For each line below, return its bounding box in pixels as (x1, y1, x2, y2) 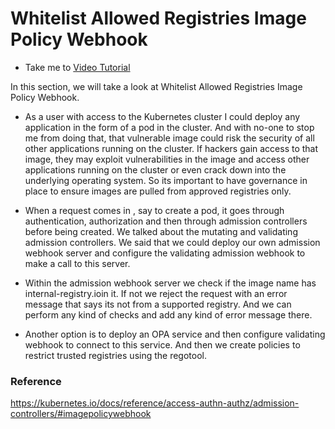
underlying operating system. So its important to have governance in (24, 174, 308, 186)
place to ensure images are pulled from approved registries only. (24, 185, 292, 197)
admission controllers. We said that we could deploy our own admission (24, 236, 321, 248)
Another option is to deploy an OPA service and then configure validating (24, 328, 326, 340)
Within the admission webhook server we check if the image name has (24, 277, 317, 289)
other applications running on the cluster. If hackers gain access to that (24, 142, 319, 154)
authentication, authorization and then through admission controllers (24, 215, 308, 227)
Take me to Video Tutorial (24, 61, 131, 73)
